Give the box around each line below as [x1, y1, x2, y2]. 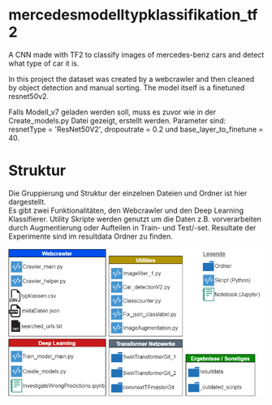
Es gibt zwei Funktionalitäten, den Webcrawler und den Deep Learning [8, 205, 244, 215]
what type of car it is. [8, 58, 80, 68]
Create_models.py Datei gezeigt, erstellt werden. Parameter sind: [8, 115, 226, 125]
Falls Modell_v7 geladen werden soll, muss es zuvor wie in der [8, 107, 217, 117]
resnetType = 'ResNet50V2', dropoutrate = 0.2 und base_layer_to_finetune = [8, 124, 264, 134]
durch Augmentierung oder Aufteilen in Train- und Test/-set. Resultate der [8, 222, 257, 232]
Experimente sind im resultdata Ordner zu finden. [8, 231, 173, 241]
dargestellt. [8, 196, 46, 206]
